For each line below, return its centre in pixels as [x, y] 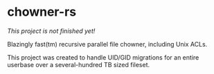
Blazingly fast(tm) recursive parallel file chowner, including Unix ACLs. [107, 44]
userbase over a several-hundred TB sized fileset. [79, 64]
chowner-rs [42, 12]
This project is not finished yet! [51, 31]
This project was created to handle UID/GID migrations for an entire [103, 57]
